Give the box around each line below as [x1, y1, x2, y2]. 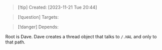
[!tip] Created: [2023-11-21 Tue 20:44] [17, 5, 97, 10]
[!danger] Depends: [17, 24, 59, 30]
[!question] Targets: [17, 14, 59, 20]
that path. [5, 39, 25, 45]
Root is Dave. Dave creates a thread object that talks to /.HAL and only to [5, 34, 157, 39]
